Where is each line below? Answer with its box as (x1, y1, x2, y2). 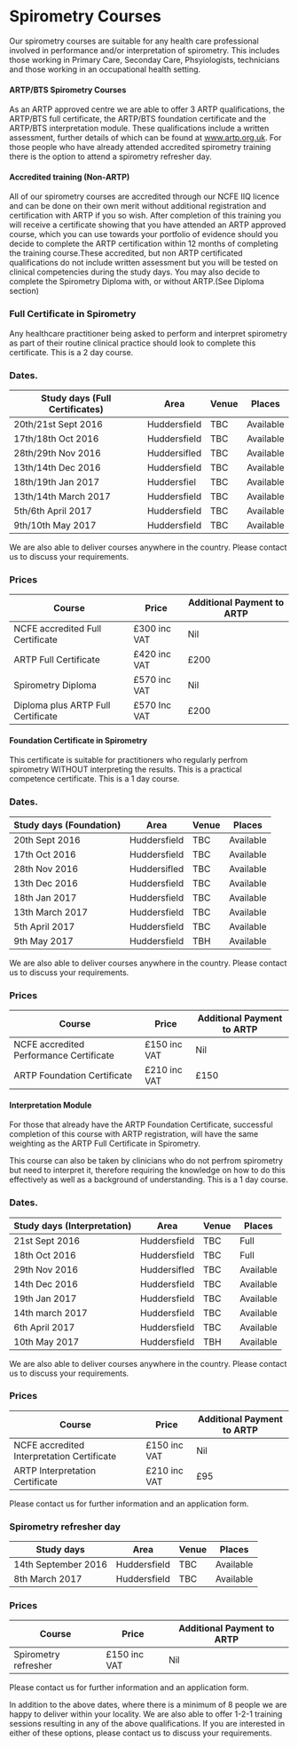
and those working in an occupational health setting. (9, 64, 201, 75)
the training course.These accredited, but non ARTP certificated (9, 248, 243, 258)
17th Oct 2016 (13, 848, 77, 861)
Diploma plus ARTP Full (13, 699, 111, 711)
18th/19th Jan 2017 (13, 475, 100, 488)
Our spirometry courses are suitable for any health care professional (9, 36, 259, 46)
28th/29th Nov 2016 (13, 447, 102, 459)
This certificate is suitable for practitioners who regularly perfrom (9, 755, 248, 766)
